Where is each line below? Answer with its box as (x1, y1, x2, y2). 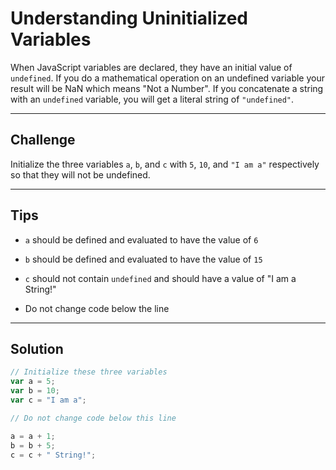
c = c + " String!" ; (10, 450, 97, 460)
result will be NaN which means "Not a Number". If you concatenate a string (10, 82, 324, 94)
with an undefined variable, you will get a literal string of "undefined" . (10, 93, 295, 105)
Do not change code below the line (24, 302, 170, 314)
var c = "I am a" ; (10, 395, 87, 405)
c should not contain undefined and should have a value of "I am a (24, 272, 297, 284)
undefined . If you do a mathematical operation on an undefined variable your (10, 72, 325, 84)
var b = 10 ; (10, 386, 60, 396)
